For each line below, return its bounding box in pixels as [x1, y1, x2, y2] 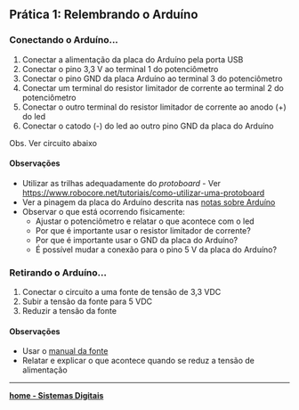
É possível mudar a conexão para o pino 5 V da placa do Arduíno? [35, 244, 278, 255]
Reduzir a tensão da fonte [21, 306, 117, 316]
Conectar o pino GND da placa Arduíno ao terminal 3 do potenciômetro [21, 73, 283, 84]
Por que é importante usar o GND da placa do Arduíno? [35, 234, 238, 245]
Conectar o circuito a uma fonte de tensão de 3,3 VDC [21, 287, 222, 298]
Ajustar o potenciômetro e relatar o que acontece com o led [35, 216, 255, 226]
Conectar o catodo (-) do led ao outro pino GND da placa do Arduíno [21, 120, 274, 131]
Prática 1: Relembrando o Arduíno [9, 7, 198, 22]
